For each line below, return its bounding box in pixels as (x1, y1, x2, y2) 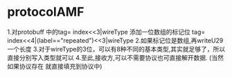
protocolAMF (7, 4, 84, 20)
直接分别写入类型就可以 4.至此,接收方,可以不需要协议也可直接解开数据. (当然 (7, 53, 224, 62)
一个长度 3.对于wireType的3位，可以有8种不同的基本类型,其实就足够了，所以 (7, 45, 226, 53)
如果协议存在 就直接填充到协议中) (7, 62, 102, 70)
